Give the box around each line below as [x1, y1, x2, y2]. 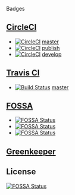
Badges [6, 5, 25, 12]
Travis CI [6, 68, 40, 78]
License [6, 166, 36, 177]
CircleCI [6, 22, 37, 32]
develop [41, 51, 62, 58]
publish [41, 44, 60, 51]
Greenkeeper [6, 146, 56, 156]
